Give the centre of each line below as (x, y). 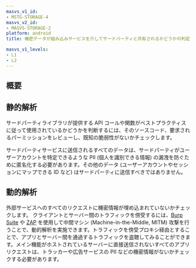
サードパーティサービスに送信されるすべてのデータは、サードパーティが (93, 150)
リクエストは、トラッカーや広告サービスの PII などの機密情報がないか (90, 252)
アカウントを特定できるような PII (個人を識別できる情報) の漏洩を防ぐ (100, 157)
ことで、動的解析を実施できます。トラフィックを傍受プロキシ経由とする (98, 229)
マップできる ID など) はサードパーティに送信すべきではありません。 (104, 172)
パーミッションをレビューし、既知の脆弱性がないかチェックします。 (93, 137)
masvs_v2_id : (22, 22)
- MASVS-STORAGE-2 (28, 28)
